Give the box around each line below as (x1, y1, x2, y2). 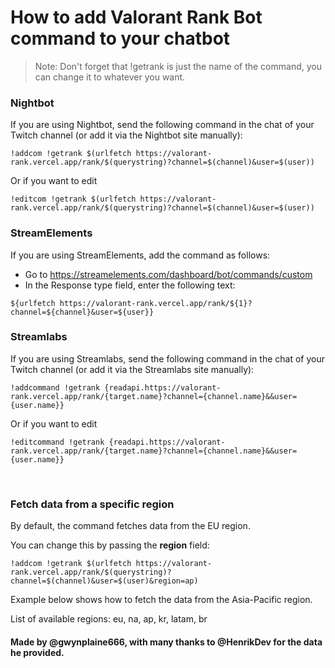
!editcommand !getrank (10, 437, 105, 447)
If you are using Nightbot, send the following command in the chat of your (10, 119, 315, 131)
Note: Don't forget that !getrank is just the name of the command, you (34, 60, 322, 72)
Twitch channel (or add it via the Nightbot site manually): (10, 129, 243, 141)
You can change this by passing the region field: (10, 539, 210, 551)
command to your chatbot (10, 27, 231, 50)
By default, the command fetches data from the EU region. (10, 520, 251, 532)
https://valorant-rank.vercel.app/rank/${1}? (59, 298, 253, 308)
